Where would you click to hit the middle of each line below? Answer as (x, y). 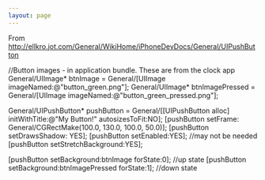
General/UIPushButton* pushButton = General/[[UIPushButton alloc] (119, 111)
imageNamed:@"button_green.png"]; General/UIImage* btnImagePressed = (132, 87)
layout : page (30, 15)
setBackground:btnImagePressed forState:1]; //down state (103, 167)
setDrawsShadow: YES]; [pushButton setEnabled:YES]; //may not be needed (133, 136)
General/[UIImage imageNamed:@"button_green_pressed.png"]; (114, 95)
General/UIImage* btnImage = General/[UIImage (87, 78)
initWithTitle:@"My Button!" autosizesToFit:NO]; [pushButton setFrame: (124, 118)
